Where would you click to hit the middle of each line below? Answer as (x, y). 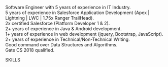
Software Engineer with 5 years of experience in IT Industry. (68, 7)
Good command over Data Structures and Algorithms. (61, 45)
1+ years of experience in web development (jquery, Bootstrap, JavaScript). (84, 34)
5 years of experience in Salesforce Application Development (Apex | (77, 13)
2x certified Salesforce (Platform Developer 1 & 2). (58, 23)
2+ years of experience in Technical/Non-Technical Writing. (68, 39)
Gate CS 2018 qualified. (30, 50)
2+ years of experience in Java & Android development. (63, 29)
